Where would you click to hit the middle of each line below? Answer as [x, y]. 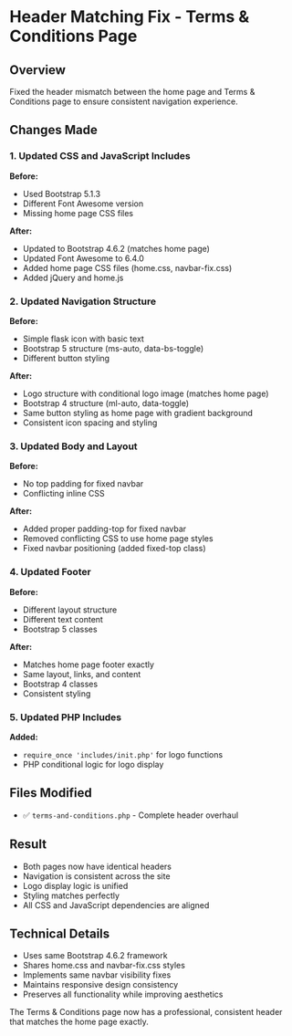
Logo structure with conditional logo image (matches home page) [146, 393]
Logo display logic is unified [75, 885]
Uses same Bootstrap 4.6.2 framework [95, 956]
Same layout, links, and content [82, 674]
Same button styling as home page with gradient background [138, 413]
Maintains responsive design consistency [100, 985]
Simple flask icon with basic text [83, 339]
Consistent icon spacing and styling [90, 423]
